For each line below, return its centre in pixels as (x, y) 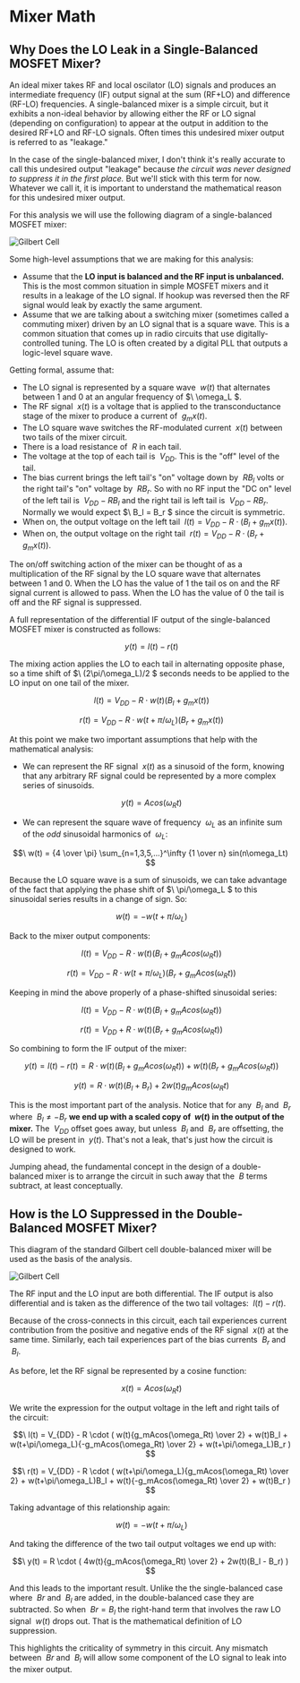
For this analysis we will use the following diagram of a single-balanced (141, 215)
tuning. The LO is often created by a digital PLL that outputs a (175, 343)
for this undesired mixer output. (67, 197)
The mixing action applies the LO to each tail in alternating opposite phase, (147, 664)
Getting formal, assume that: (62, 370)
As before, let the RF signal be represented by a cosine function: (128, 1370)
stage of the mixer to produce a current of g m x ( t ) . (115, 416)
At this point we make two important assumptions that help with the (133, 739)
